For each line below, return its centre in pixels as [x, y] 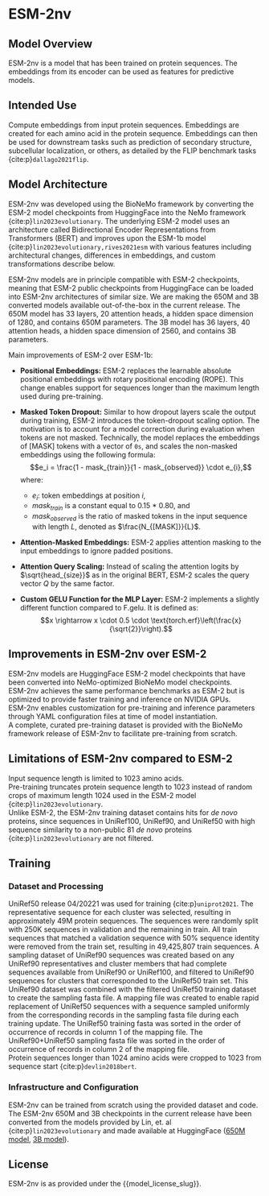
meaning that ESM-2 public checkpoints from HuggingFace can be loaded [131, 288]
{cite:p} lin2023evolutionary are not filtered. [81, 838]
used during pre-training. [61, 396]
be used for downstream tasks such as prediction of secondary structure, [130, 142]
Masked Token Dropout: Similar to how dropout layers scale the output [138, 412]
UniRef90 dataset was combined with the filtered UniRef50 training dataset [132, 989]
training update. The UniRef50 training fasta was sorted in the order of [124, 1024]
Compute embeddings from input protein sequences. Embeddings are [124, 125]
